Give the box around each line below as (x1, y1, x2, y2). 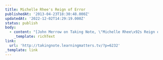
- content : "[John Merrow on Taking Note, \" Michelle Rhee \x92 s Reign (9, 30, 155, 34)
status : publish (5, 20, 38, 26)
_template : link (5, 47, 38, 52)
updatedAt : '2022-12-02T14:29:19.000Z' (5, 16, 86, 21)
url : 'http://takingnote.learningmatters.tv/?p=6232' (9, 43, 120, 48)
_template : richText (14, 34, 55, 39)
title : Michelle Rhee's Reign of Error (5, 7, 86, 12)
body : (5, 25, 16, 30)
